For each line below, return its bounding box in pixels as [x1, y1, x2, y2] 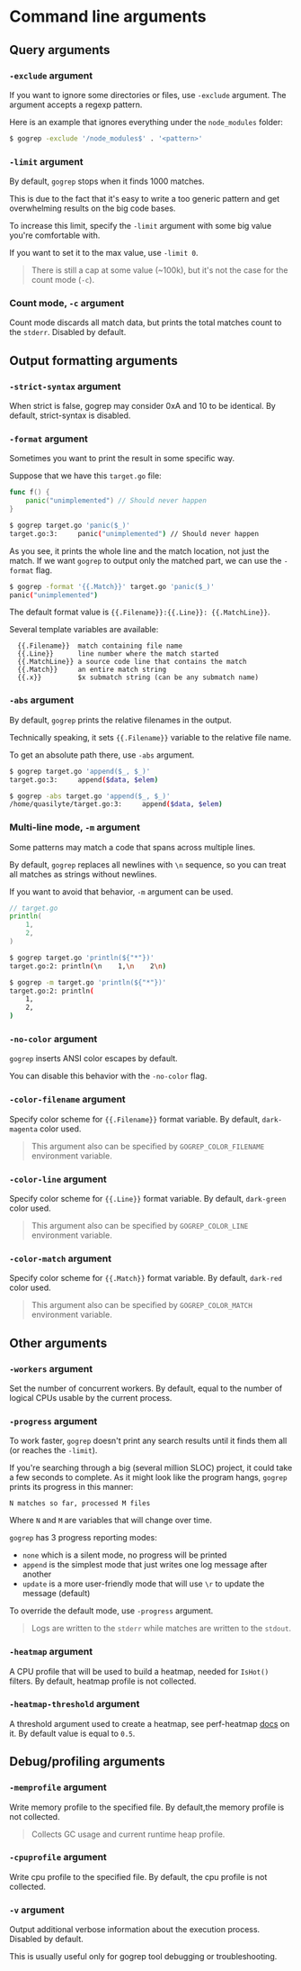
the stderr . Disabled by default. [9, 327, 127, 338]
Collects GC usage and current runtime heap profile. [31, 1829, 226, 1839]
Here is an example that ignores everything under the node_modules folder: [9, 116, 283, 127]
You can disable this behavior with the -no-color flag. [9, 1070, 208, 1082]
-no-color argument [9, 1032, 98, 1045]
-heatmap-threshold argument [9, 1698, 140, 1711]
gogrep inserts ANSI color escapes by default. [9, 1053, 178, 1064]
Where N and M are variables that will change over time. [9, 1515, 213, 1526]
